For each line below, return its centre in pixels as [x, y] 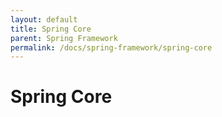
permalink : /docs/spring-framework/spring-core [111, 47]
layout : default [44, 19]
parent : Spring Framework [64, 38]
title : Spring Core [51, 29]
